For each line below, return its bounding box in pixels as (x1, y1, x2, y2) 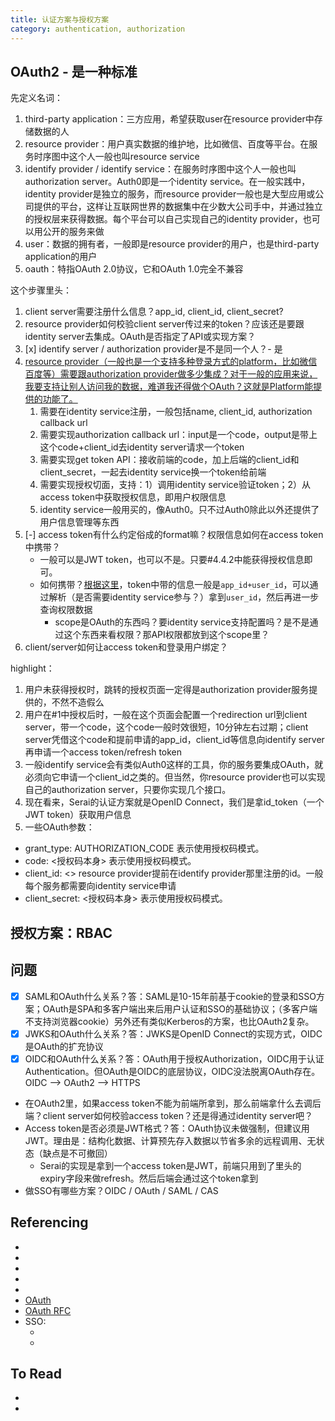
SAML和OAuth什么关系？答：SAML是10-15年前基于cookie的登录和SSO (24, 990, 317, 1002)
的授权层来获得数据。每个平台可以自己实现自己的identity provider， (24, 213, 303, 225)
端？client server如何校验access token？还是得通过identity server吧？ (24, 1109, 314, 1121)
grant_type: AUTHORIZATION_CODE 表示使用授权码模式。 (24, 842, 265, 855)
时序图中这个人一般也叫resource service (33, 151, 200, 163)
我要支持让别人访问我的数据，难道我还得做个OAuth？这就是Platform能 (24, 381, 314, 393)
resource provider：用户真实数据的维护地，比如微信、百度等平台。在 (24, 138, 310, 150)
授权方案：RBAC (10, 924, 113, 941)
